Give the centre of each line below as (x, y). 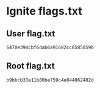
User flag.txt (31, 34)
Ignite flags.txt (44, 11)
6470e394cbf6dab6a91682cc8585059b (50, 47)
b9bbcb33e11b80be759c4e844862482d (50, 80)
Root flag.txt (30, 66)
